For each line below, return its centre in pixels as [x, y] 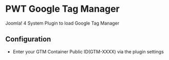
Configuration [28, 39]
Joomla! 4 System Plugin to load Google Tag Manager [62, 23]
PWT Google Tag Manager [62, 9]
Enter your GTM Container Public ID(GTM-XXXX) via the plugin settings [88, 51]
